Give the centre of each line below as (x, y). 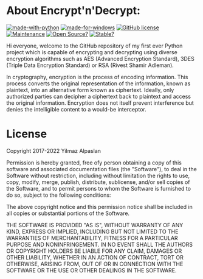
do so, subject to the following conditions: (59, 195)
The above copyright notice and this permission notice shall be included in (99, 207)
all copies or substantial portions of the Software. (68, 213)
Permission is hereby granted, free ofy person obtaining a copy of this (94, 163)
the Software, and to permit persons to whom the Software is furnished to (99, 188)
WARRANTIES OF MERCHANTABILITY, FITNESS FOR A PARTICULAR (92, 238)
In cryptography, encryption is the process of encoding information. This (97, 77)
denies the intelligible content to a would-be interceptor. (77, 109)
